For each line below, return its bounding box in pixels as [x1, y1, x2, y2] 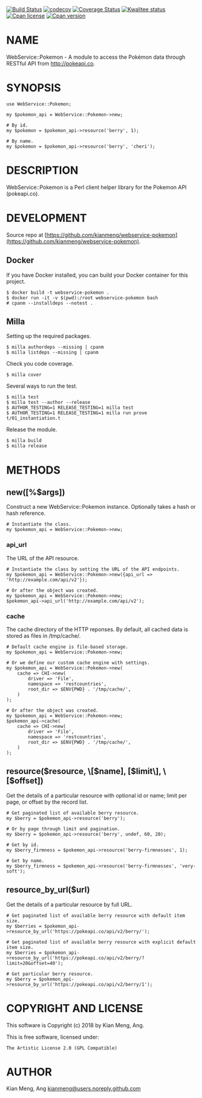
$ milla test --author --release [6, 400, 91, 406]
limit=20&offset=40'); [6, 960, 64, 966]
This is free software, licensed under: [6, 1033, 99, 1040]
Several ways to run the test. [6, 382, 77, 390]
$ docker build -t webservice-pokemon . [6, 289, 110, 296]
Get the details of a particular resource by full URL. [6, 901, 133, 908]
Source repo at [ [6, 231, 47, 239]
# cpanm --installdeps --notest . [6, 300, 94, 306]
